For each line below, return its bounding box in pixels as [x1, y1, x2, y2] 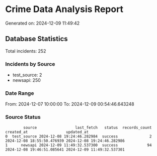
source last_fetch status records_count [23, 125, 152, 130]
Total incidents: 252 [5, 48, 46, 54]
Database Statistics [5, 35, 68, 43]
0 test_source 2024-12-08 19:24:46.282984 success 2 [5, 134, 152, 139]
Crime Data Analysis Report [5, 4, 124, 15]
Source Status [5, 114, 41, 121]
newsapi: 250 [12, 77, 41, 83]
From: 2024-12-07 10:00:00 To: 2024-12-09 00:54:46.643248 [5, 101, 134, 107]
